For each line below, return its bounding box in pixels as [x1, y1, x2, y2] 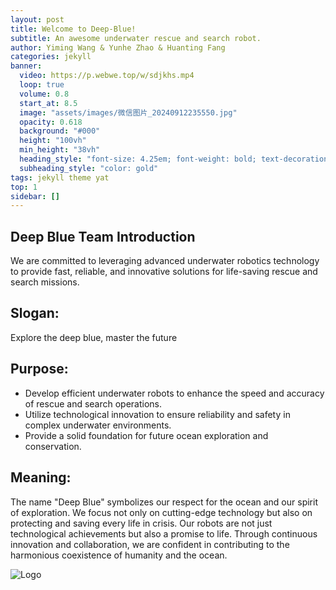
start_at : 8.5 [19, 98, 78, 108]
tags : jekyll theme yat [10, 172, 110, 183]
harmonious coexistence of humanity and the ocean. [10, 549, 228, 561]
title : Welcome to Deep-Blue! [10, 24, 137, 34]
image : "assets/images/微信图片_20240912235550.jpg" [19, 107, 238, 118]
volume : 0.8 [19, 89, 70, 99]
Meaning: [10, 469, 72, 486]
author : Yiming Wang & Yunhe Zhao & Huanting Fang [10, 42, 226, 53]
